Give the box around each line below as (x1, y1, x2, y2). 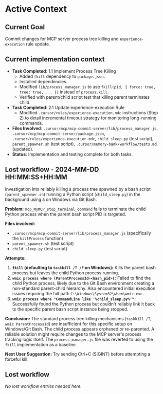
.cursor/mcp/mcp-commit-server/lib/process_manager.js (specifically (12, 230, 151, 236)
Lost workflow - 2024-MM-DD (5, 165, 99, 174)
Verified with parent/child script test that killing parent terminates (19, 94, 150, 100)
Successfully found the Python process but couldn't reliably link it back (12, 301, 155, 306)
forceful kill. (5, 356, 29, 362)
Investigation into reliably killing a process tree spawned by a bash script (5, 186, 151, 192)
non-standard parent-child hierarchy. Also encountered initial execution (12, 285, 156, 291)
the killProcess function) (12, 235, 63, 241)
